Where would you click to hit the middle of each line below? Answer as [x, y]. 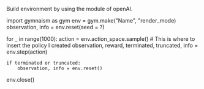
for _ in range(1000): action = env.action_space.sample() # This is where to [101, 39]
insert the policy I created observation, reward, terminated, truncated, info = [102, 45]
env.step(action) [27, 52]
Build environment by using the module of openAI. [70, 9]
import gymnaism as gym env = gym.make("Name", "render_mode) [91, 20]
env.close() [21, 80]
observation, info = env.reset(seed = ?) [55, 27]
